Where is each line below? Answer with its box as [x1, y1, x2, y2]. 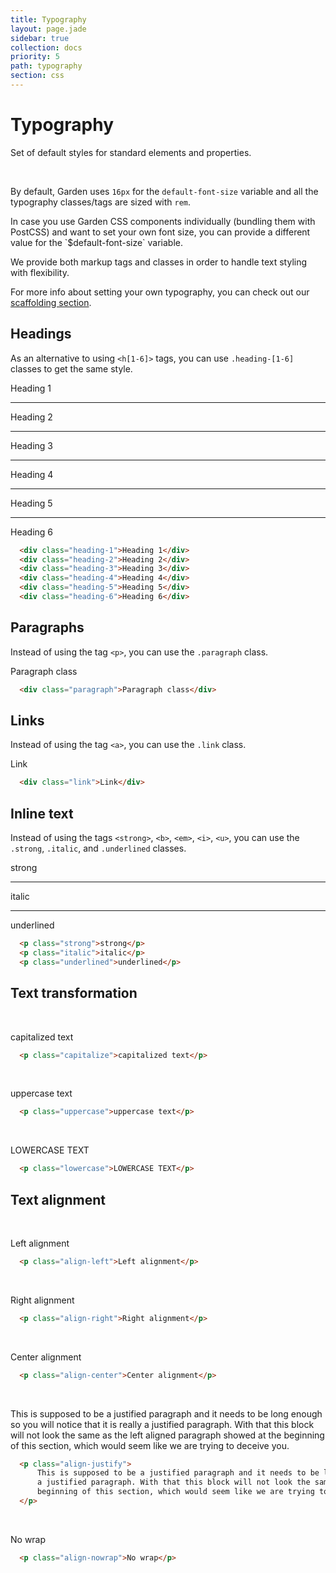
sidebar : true [10, 33, 70, 43]
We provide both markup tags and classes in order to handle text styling [10, 256, 308, 268]
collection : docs [10, 42, 83, 53]
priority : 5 [10, 52, 60, 62]
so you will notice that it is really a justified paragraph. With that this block [10, 1418, 315, 1430]
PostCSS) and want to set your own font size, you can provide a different [10, 226, 311, 238]
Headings [10, 326, 72, 343]
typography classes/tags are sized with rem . [10, 196, 192, 208]
